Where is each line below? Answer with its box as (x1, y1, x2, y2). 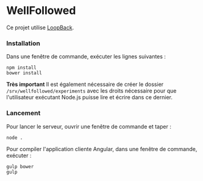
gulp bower (6, 163, 34, 169)
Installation (6, 39, 41, 48)
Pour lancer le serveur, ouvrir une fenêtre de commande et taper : (6, 122, 172, 130)
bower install (6, 70, 43, 76)
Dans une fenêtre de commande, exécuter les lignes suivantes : (6, 53, 166, 60)
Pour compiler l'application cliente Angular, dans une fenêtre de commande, (6, 145, 198, 152)
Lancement (6, 109, 41, 118)
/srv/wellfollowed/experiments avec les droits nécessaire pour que (6, 87, 177, 94)
